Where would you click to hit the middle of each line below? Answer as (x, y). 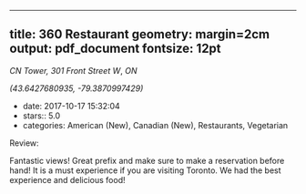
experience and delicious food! (67, 179)
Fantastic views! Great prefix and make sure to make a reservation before (147, 160)
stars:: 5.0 (41, 116)
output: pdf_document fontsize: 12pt (115, 49)
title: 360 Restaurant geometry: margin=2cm (140, 34)
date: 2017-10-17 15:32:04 (71, 106)
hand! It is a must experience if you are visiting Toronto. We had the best (145, 170)
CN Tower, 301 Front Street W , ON (73, 70)
